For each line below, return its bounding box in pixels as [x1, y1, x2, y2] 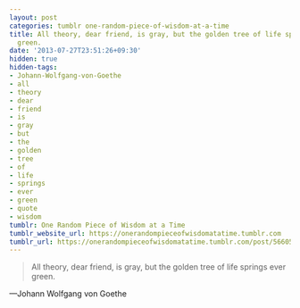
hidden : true [9, 54, 58, 63]
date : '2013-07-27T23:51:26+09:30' [9, 46, 142, 55]
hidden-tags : [9, 63, 58, 72]
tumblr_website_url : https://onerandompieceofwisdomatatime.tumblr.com [9, 229, 281, 237]
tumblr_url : [9, 237, 54, 246]
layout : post [9, 12, 58, 22]
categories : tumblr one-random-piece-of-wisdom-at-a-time [9, 21, 229, 30]
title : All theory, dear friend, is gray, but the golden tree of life [9, 29, 281, 38]
